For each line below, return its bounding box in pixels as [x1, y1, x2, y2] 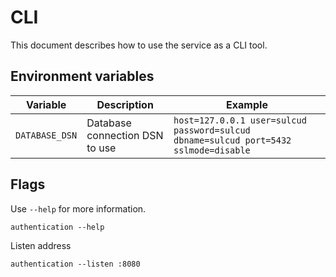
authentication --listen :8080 [10, 259, 141, 269]
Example [226, 97, 268, 111]
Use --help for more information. [10, 202, 147, 215]
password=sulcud [173, 124, 251, 136]
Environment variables [10, 68, 155, 85]
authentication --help [10, 222, 105, 232]
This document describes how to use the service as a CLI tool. [10, 39, 268, 51]
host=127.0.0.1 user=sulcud [173, 114, 307, 126]
